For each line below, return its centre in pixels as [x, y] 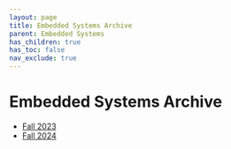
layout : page [33, 17]
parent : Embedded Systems [57, 34]
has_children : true [45, 42]
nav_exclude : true [43, 58]
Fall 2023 [39, 126]
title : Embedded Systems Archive [71, 26]
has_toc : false [37, 50]
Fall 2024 [39, 135]
